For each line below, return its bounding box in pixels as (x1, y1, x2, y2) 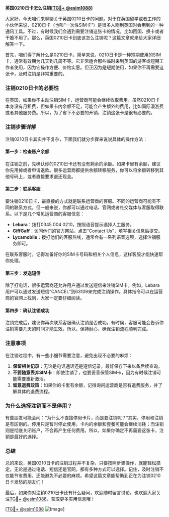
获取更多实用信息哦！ (51, 496, 96, 502)
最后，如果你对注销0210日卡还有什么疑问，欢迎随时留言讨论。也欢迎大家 (5, 490, 156, 496)
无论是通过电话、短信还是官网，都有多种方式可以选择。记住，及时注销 (14, 466, 159, 472)
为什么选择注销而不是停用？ (5, 402, 72, 409)
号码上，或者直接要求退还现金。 (9, 173, 76, 179)
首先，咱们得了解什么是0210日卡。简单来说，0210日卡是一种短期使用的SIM (5, 52, 161, 58)
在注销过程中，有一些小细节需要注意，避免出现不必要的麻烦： (5, 352, 133, 358)
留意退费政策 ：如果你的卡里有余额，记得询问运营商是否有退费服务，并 (12, 382, 158, 388)
